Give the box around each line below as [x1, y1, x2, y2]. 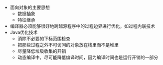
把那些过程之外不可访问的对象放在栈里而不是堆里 [17, 42, 119, 47]
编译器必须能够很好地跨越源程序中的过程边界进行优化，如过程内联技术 [10, 23, 155, 29]
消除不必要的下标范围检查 [17, 35, 71, 41]
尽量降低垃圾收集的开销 [17, 48, 66, 54]
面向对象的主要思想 [10, 4, 50, 10]
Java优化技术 [10, 29, 38, 35]
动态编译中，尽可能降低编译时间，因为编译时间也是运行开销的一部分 [17, 54, 158, 60]
